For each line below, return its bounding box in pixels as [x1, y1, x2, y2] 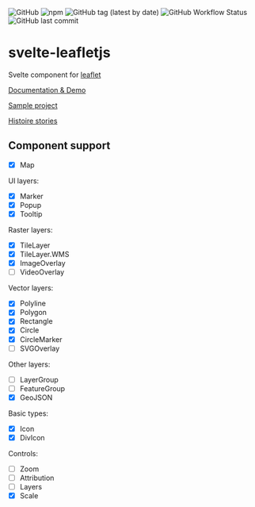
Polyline [19, 298, 46, 309]
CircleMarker [19, 334, 63, 344]
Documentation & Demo [8, 85, 86, 94]
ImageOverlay [19, 259, 66, 268]
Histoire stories [8, 116, 58, 125]
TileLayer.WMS [19, 250, 70, 259]
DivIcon [19, 432, 45, 442]
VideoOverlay [19, 267, 65, 277]
